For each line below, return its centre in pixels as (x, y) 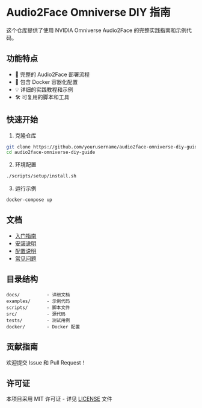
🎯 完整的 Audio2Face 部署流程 (52, 74)
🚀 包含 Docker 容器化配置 (46, 81)
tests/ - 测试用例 (38, 320)
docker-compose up (29, 200)
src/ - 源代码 (36, 314)
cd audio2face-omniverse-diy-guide (51, 152)
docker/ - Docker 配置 (43, 327)
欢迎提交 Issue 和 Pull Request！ (46, 362)
